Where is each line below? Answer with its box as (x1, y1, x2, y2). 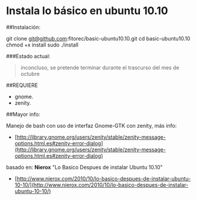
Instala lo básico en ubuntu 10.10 (6, 4, 169, 18)
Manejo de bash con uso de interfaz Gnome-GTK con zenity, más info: (6, 122, 177, 129)
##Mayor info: (6, 111, 41, 118)
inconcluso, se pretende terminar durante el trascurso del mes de (20, 64, 179, 71)
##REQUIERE (6, 81, 38, 89)
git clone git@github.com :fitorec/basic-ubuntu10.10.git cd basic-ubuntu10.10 (6, 35, 191, 42)
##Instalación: (6, 24, 41, 31)
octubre (20, 70, 40, 77)
